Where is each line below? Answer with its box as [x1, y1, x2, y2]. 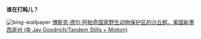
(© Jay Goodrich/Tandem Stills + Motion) [23, 26, 128, 33]
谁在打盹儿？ [6, 6, 38, 13]
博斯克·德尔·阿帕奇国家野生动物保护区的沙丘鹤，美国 [51, 19, 184, 26]
